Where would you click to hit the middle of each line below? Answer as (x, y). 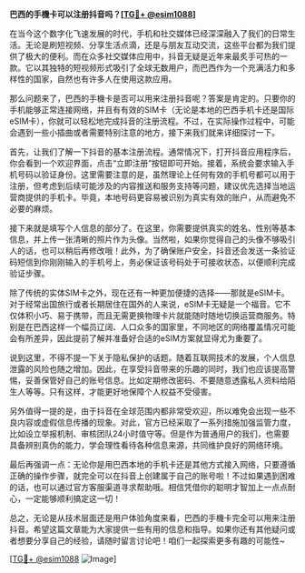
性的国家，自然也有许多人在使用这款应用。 (97, 79)
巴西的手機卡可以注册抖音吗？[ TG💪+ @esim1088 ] (103, 14)
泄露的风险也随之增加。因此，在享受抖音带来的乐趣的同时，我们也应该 (141, 369)
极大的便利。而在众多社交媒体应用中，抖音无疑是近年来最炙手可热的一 (156, 56)
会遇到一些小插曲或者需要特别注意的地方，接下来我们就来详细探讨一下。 (144, 132)
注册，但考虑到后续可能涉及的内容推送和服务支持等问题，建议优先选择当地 (148, 186)
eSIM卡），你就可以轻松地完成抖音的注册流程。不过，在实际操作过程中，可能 (152, 121)
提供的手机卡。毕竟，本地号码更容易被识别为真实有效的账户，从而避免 (156, 197)
